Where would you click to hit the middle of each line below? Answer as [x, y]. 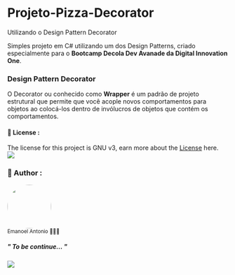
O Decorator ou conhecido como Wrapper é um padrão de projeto [103, 94]
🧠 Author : [25, 173]
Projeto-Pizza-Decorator [81, 13]
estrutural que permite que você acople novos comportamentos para [107, 101]
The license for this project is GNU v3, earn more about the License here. [113, 148]
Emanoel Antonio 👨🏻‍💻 [34, 231]
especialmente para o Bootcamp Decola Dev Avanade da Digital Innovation [117, 53]
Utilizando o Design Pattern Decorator [62, 32]
